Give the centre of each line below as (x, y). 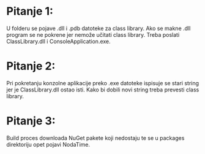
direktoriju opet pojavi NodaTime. (48, 144)
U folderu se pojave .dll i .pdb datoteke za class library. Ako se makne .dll (99, 28)
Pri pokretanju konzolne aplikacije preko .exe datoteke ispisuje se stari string (103, 83)
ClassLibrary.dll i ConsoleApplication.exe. (59, 41)
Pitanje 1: (30, 11)
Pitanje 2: (31, 66)
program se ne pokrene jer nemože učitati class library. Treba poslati (93, 34)
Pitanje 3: (31, 121)
